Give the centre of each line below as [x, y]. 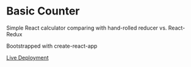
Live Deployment [27, 57]
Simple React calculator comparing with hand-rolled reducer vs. [87, 28]
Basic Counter [43, 11]
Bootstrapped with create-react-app [52, 46]
